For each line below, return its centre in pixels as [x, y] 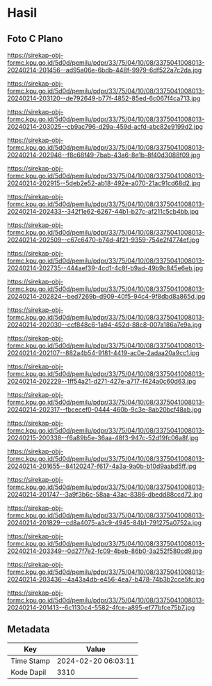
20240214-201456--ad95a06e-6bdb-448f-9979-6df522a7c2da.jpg [105, 70]
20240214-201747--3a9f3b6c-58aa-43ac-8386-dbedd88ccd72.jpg [105, 494]
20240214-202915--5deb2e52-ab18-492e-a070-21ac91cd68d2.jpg [104, 183]
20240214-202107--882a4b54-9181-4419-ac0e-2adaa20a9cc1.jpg [103, 353]
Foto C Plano [35, 39]
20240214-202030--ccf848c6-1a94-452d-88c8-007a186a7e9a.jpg [104, 325]
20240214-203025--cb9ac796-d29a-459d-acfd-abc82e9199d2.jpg [105, 126]
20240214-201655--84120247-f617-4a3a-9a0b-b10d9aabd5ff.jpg [102, 466]
